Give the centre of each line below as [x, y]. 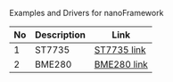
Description [61, 35]
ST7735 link [120, 50]
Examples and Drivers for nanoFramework [86, 13]
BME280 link [121, 64]
